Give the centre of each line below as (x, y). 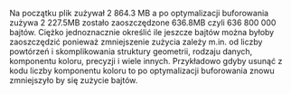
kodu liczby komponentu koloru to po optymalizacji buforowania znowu (142, 70)
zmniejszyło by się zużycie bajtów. (74, 80)
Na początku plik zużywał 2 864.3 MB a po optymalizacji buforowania (139, 13)
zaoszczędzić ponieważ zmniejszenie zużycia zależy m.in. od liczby (136, 42)
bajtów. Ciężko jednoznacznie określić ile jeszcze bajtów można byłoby (142, 32)
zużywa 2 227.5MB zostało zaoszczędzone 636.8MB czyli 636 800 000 (143, 23)
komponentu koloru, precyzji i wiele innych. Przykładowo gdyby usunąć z (146, 61)
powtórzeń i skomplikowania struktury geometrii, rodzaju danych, (131, 52)
